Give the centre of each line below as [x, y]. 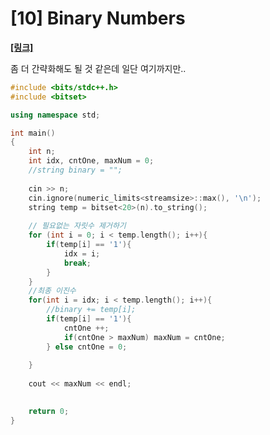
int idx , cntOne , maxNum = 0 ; [91, 161]
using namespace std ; [55, 115]
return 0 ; [49, 411]
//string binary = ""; [75, 170]
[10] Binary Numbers [98, 18]
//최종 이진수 [52, 291]
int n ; [42, 152]
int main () [33, 133]
